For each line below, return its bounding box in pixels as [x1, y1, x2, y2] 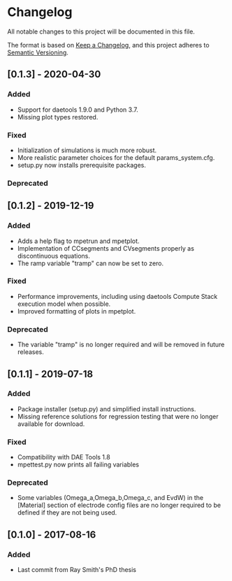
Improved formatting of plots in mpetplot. [17, 307, 136, 315]
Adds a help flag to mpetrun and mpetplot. [17, 237, 140, 245]
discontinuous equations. [17, 251, 91, 260]
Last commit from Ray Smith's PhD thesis [17, 566, 136, 574]
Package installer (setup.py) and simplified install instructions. [17, 404, 196, 413]
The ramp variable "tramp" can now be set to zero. [17, 259, 164, 267]
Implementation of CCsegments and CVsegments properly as [17, 244, 194, 252]
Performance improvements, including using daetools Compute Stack [17, 292, 218, 300]
